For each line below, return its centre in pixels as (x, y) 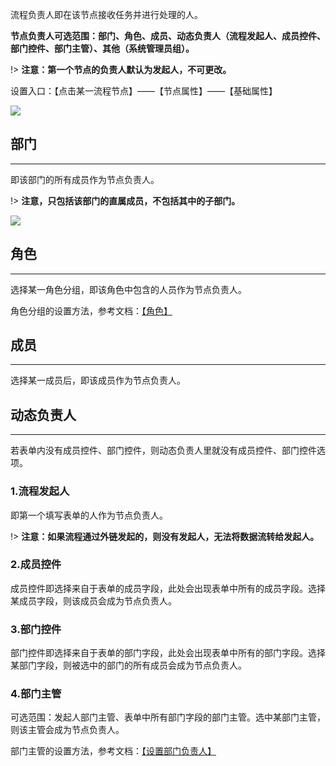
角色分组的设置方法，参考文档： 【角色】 (91, 310)
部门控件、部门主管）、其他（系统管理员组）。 (102, 48)
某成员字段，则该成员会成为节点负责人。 (93, 600)
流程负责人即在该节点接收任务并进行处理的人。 (106, 14)
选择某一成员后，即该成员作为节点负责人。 (98, 380)
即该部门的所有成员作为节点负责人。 (85, 179)
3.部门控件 (36, 629)
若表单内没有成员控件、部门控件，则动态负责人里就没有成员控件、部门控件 (163, 450)
